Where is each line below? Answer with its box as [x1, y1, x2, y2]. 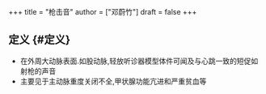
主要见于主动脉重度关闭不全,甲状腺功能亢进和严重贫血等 [19, 76, 207, 86]
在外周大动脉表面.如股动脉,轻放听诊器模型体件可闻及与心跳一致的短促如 [19, 56, 259, 66]
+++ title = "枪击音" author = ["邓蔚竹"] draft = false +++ [8, 7, 197, 16]
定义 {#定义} [8, 33, 71, 47]
